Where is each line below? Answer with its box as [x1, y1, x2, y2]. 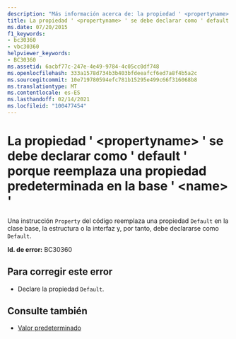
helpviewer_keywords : [7, 50, 71, 57]
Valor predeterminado [17, 323, 81, 333]
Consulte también [7, 305, 88, 317]
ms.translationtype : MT [7, 83, 78, 90]
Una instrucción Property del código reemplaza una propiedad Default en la [7, 217, 229, 225]
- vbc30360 [7, 43, 40, 50]
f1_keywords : [7, 30, 46, 38]
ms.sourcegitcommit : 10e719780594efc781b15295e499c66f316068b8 [7, 76, 198, 84]
